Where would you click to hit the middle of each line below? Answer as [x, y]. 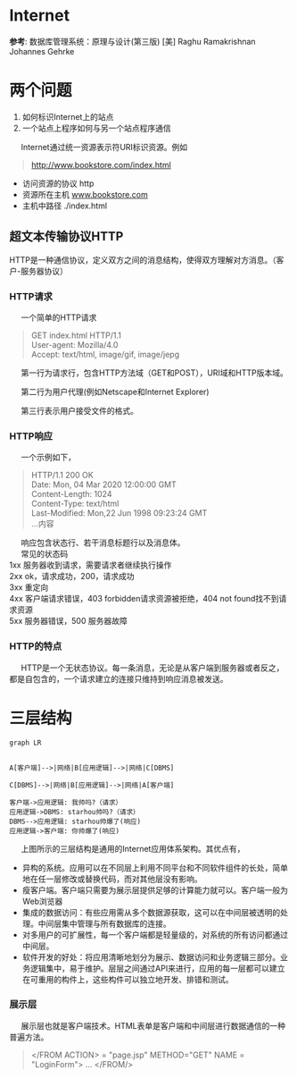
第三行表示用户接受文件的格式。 [79, 410]
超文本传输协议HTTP [66, 236]
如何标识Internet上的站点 [68, 116]
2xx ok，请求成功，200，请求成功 [72, 577]
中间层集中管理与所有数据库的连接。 [104, 923]
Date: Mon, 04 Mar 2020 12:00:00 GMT [103, 484]
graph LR [25, 743]
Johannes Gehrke [42, 51]
